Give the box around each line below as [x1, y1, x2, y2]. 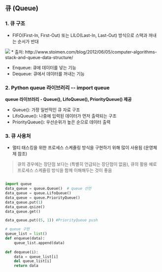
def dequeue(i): [5, 249, 38, 254]
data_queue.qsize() [5, 204, 45, 210]
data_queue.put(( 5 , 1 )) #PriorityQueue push [5, 218, 98, 223]
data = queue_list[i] [14, 254, 58, 259]
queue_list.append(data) [14, 240, 65, 245]
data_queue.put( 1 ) [5, 200, 43, 205]
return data [14, 263, 38, 269]
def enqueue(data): [5, 236, 45, 241]
